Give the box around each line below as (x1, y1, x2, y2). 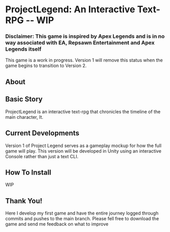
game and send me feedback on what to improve (5, 221, 109, 227)
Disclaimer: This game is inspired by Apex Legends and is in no (5, 33, 165, 40)
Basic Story (5, 95, 43, 103)
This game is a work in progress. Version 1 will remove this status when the (5, 57, 163, 64)
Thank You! (5, 196, 42, 205)
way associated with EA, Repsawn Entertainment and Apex (5, 39, 155, 47)
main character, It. (5, 114, 43, 120)
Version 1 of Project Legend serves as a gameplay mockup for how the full (5, 142, 162, 149)
